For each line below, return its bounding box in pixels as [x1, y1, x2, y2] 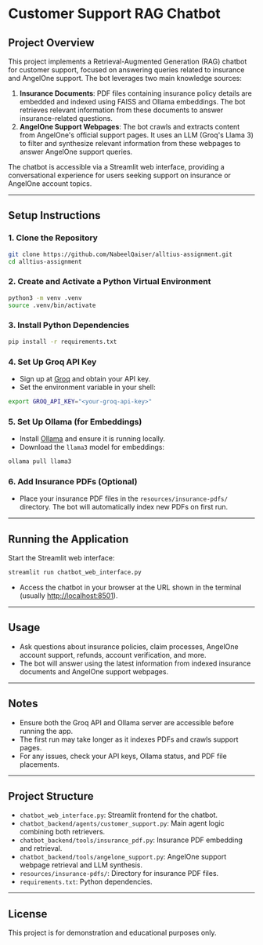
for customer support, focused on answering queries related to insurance [8, 65, 245, 75]
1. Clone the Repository [8, 232, 98, 243]
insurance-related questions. [19, 114, 113, 122]
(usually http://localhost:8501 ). [19, 590, 118, 600]
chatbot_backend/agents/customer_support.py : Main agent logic [19, 819, 225, 828]
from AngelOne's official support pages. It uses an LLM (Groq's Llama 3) [19, 130, 254, 140]
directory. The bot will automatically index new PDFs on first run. [19, 502, 229, 512]
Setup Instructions [8, 209, 101, 222]
